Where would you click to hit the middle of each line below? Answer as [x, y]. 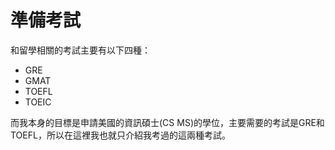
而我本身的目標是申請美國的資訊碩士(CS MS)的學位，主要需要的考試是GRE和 [167, 122]
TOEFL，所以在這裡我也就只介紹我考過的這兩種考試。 [120, 135]
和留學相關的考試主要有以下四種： [80, 50]
